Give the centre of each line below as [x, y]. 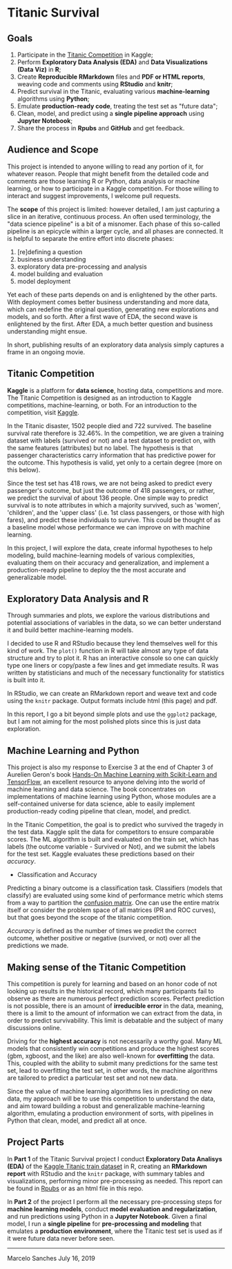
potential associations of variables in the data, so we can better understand [114, 623]
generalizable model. [37, 577]
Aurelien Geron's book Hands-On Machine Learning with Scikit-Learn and [112, 775]
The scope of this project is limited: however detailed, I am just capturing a [114, 209]
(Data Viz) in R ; [39, 69]
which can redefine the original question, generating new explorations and [113, 309]
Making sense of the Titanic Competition [97, 967]
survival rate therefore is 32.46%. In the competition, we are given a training [116, 433]
